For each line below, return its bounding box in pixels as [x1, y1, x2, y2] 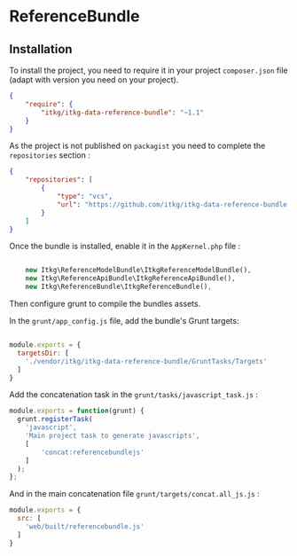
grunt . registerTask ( [17, 415, 93, 424]
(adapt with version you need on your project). [9, 74, 179, 85]
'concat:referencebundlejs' [41, 448, 145, 457]
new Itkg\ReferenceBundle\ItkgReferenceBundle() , [25, 282, 213, 292]
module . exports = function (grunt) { [9, 406, 145, 416]
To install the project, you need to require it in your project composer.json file [9, 65, 288, 75]
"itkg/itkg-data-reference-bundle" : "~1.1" [41, 108, 204, 117]
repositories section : [9, 150, 91, 161]
